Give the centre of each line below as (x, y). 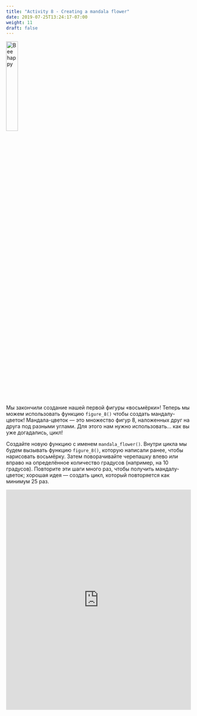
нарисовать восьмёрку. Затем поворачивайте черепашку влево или (92, 456)
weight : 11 (19, 22)
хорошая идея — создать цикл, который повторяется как (98, 475)
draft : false (22, 28)
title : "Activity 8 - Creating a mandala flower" (68, 11)
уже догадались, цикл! (35, 433)
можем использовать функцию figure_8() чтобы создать (78, 414)
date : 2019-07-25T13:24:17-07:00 (47, 17)
